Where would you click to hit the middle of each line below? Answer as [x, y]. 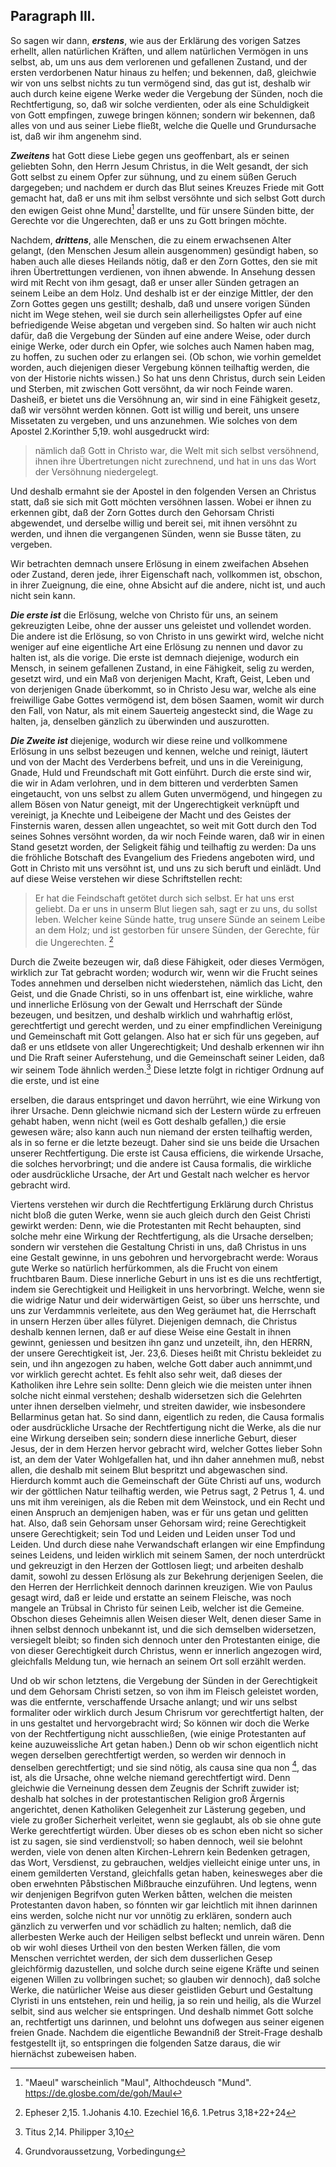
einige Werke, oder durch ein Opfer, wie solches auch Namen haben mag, [162, 346]
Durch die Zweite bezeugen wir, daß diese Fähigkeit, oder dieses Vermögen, [167, 962]
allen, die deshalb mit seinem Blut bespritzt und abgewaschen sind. [149, 1470]
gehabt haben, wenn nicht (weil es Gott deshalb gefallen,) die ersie [148, 1121]
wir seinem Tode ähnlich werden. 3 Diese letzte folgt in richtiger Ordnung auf [167, 1069]
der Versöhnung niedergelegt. [96, 472]
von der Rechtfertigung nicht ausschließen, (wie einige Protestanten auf [158, 1733]
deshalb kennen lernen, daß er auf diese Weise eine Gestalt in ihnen [151, 1331]
